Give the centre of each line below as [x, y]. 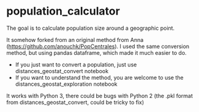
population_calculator [63, 11]
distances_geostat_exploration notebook [66, 84]
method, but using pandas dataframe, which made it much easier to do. [96, 52]
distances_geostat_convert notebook [62, 71]
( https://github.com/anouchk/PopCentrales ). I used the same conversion [98, 46]
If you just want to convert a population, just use [76, 65]
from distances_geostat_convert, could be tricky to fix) [75, 102]
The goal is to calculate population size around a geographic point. [91, 28]
